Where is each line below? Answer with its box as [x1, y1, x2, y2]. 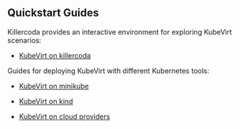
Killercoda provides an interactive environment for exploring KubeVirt [7, 27, 232, 36]
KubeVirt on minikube [18, 81, 89, 90]
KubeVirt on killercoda [18, 50, 92, 60]
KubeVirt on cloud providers [18, 112, 111, 121]
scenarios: [7, 35, 42, 45]
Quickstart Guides [7, 6, 99, 20]
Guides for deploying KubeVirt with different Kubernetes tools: [7, 66, 210, 76]
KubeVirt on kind [18, 96, 73, 105]
